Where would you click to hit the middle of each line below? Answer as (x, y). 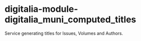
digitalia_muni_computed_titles (70, 20)
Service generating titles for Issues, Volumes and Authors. (64, 33)
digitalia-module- (41, 9)
